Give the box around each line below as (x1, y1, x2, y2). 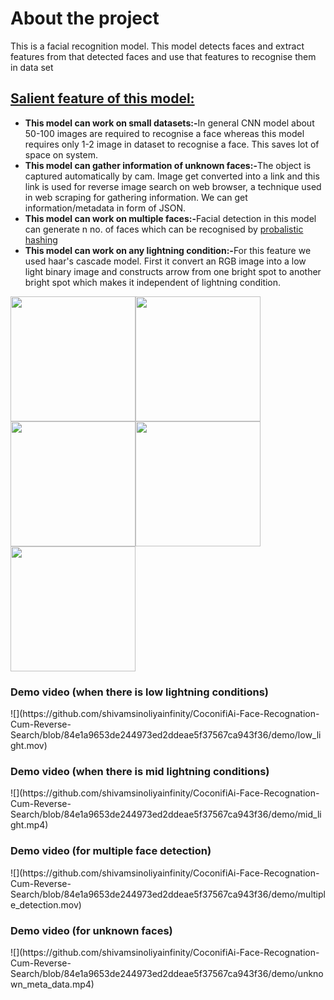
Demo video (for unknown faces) (10, 923, 173, 937)
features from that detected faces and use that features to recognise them (10, 50, 317, 62)
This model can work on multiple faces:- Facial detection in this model (24, 212, 317, 224)
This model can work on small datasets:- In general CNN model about (24, 117, 315, 129)
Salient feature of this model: (10, 90, 195, 107)
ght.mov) (10, 740, 48, 752)
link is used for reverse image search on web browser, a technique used (24, 180, 322, 192)
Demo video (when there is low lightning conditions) (10, 685, 269, 699)
